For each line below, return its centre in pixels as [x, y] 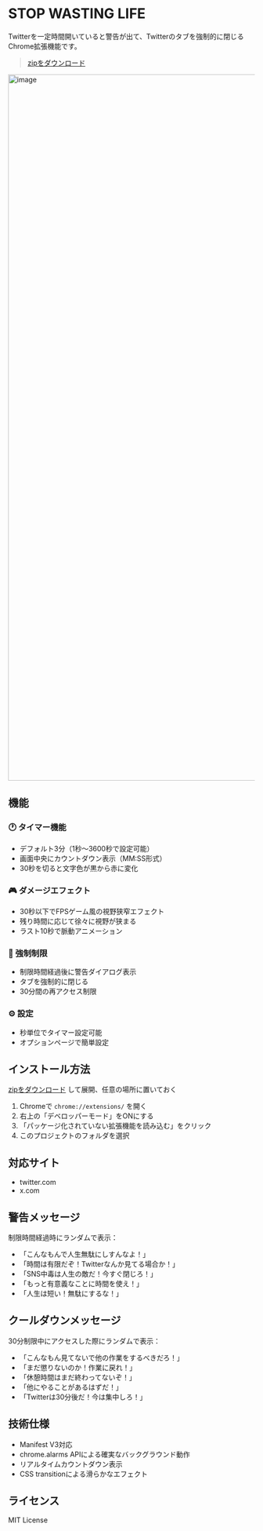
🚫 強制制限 [28, 953]
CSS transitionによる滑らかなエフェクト [83, 1474]
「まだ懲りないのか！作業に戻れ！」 [78, 1367]
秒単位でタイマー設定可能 [61, 1032]
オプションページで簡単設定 [64, 1042]
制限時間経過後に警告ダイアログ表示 [78, 972]
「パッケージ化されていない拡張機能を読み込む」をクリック [115, 1126]
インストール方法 [49, 1069]
